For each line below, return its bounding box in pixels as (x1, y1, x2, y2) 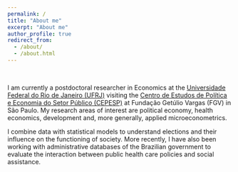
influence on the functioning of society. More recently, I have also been (7, 134, 217, 143)
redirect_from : (7, 37, 53, 44)
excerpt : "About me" (7, 23, 69, 31)
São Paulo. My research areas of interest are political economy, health (7, 106, 214, 114)
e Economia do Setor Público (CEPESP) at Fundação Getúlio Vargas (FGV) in (7, 98, 232, 107)
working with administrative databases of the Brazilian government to (7, 142, 212, 151)
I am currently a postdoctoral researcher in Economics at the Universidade (7, 83, 226, 92)
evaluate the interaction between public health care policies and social (7, 150, 214, 158)
